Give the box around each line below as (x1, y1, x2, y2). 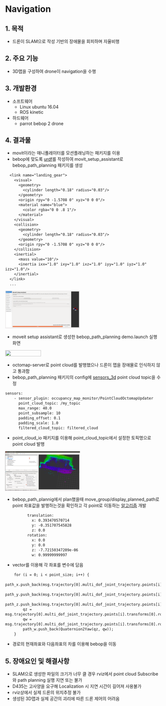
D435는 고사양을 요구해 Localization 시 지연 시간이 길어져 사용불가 (12, 683, 142, 689)
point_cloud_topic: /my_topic (18, 401, 81, 406)
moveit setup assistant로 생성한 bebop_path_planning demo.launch (12, 334, 148, 340)
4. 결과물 (5, 136, 31, 144)
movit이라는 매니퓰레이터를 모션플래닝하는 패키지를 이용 (12, 150, 121, 156)
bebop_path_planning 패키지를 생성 (12, 162, 83, 169)
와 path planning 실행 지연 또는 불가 (12, 677, 83, 683)
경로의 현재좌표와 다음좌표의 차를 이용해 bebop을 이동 (12, 641, 117, 647)
